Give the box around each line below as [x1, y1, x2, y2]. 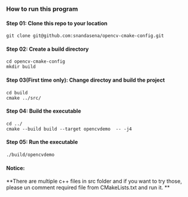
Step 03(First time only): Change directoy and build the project [6, 76, 165, 84]
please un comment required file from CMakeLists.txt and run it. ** [6, 184, 170, 191]
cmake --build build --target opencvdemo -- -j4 [6, 126, 132, 132]
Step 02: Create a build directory [6, 45, 90, 53]
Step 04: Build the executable [6, 107, 82, 115]
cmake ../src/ [6, 95, 42, 101]
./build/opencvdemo [6, 152, 55, 158]
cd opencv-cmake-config [6, 59, 66, 64]
